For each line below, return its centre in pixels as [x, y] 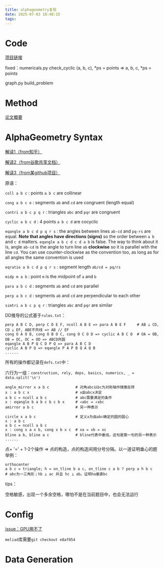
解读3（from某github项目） [33, 173]
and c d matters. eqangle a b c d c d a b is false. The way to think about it [82, 242]
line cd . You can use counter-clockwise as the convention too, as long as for [82, 252]
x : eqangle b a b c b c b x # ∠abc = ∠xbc [55, 402]
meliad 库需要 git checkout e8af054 [40, 539]
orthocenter [17, 465]
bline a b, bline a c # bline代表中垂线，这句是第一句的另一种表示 [81, 435]
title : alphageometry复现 [31, 10]
